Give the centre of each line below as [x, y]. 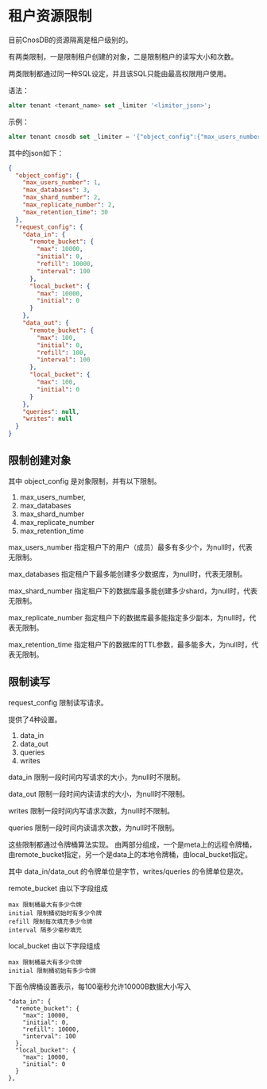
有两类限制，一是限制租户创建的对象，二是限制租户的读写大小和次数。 [123, 56]
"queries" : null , [51, 411]
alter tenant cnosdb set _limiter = [69, 137]
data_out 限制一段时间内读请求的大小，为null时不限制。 [99, 794]
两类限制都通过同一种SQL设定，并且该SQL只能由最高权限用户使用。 [120, 73]
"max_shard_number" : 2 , [62, 198]
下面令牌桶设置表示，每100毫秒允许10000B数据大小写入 [100, 987]
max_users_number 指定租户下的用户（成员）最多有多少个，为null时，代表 [130, 547]
